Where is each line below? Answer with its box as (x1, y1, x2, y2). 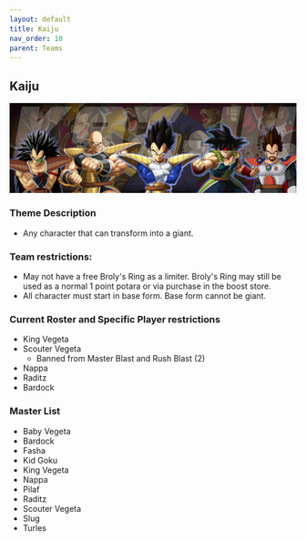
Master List (9, 405, 61, 418)
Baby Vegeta (22, 425, 71, 436)
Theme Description (9, 207, 97, 219)
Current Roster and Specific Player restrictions (9, 313, 221, 326)
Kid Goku (22, 454, 58, 465)
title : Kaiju (9, 24, 59, 34)
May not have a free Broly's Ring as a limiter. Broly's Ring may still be (22, 271, 282, 282)
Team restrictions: (9, 250, 93, 263)
